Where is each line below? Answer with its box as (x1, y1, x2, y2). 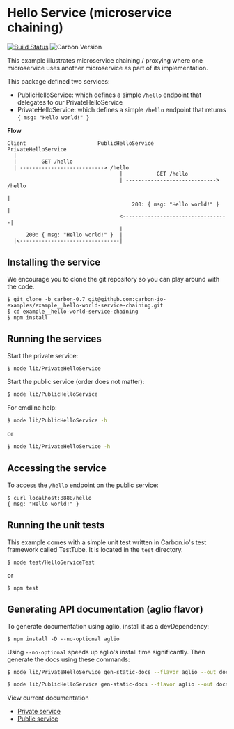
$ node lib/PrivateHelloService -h (7, 443, 111, 450)
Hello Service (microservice (7, 5, 172, 21)
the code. (7, 282, 35, 291)
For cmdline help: (7, 404, 57, 412)
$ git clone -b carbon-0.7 (7, 296, 86, 302)
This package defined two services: (7, 77, 110, 85)
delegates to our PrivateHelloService (17, 98, 123, 106)
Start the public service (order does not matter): (7, 378, 145, 386)
